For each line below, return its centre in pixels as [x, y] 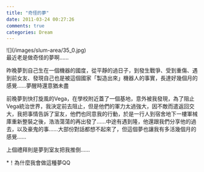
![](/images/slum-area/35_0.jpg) [46, 50]
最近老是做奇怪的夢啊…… [38, 57]
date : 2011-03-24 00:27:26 [40, 19]
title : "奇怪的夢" [28, 13]
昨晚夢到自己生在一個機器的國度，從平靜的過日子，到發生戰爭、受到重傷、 [99, 71]
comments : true [25, 26]
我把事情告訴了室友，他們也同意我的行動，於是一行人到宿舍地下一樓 [102, 114]
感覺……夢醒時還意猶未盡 [38, 86]
